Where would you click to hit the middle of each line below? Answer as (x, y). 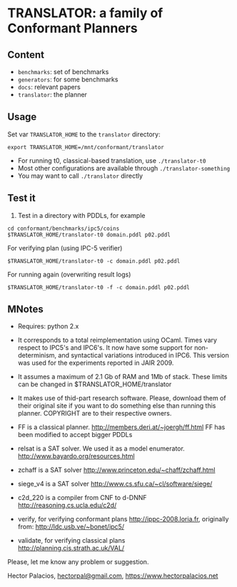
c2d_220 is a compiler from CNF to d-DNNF (82, 498)
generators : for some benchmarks (68, 79)
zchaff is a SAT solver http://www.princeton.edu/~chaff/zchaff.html (116, 470)
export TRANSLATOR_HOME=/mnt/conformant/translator (86, 147)
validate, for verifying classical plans (71, 541)
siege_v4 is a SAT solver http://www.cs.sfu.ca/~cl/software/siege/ (115, 484)
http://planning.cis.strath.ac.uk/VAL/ (71, 548)
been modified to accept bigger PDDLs (75, 435)
